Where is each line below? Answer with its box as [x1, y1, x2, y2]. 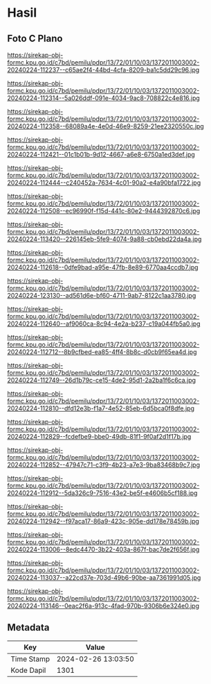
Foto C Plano [7, 33, 63, 44]
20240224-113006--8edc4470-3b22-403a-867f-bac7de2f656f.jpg [7, 545, 200, 553]
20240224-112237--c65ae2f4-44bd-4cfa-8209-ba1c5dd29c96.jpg [7, 66, 200, 74]
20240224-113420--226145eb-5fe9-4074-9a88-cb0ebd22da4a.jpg [7, 235, 202, 243]
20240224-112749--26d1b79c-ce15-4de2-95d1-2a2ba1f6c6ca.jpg [7, 376, 196, 384]
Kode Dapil [10, 665, 46, 675]
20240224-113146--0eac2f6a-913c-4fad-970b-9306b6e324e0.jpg [7, 602, 199, 610]
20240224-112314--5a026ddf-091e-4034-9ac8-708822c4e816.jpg [7, 94, 201, 102]
